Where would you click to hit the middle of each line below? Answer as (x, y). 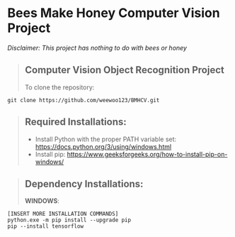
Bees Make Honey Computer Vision (114, 13)
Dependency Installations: (84, 183)
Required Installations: (76, 122)
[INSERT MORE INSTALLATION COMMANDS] (63, 214)
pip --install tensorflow (45, 226)
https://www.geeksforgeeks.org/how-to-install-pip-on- (147, 154)
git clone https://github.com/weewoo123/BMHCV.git (84, 100)
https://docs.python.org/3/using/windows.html (103, 146)
